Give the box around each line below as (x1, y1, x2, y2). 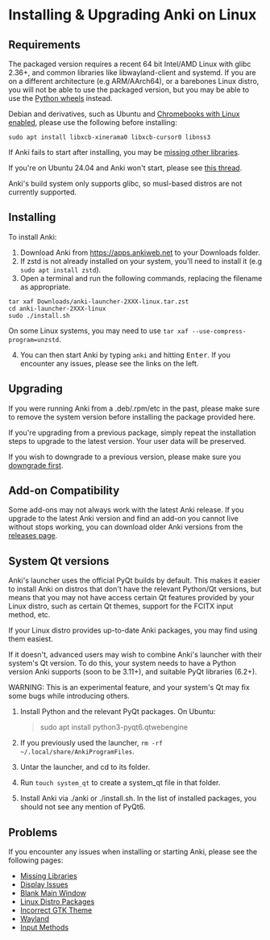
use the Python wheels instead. (8, 94, 113, 102)
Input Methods (19, 922, 69, 933)
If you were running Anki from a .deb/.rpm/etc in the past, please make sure (8, 403, 260, 413)
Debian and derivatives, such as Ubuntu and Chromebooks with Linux (8, 109, 240, 119)
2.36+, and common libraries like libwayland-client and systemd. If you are (8, 68, 256, 77)
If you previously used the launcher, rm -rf (19, 738, 163, 748)
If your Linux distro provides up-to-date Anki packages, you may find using (8, 625, 258, 635)
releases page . (8, 531, 58, 541)
